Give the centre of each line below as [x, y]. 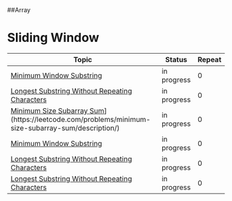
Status [176, 59]
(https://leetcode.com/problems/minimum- [80, 119]
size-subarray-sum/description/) [65, 128]
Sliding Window [53, 38]
